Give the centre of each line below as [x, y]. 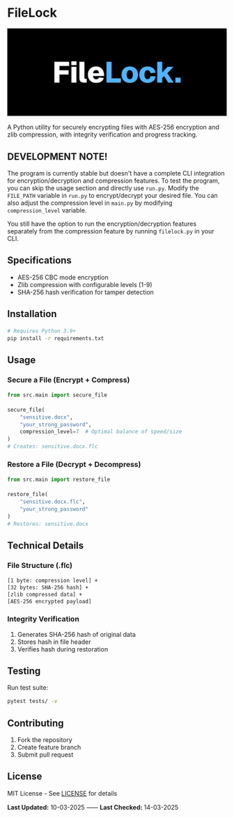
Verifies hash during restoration [63, 649]
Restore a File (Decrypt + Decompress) [74, 465]
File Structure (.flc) [40, 565]
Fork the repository [45, 740]
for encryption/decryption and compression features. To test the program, [114, 181]
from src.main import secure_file [57, 395]
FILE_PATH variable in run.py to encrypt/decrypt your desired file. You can [112, 196]
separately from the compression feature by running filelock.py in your [111, 231]
